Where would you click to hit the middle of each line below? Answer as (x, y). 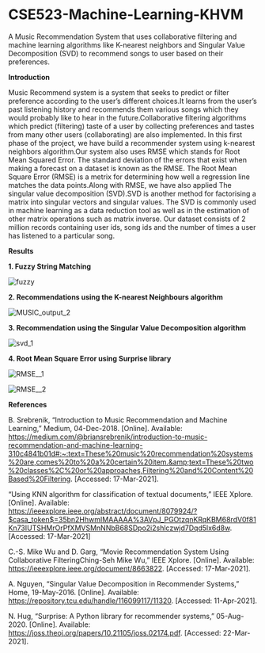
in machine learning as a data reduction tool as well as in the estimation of (129, 210)
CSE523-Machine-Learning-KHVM (126, 15)
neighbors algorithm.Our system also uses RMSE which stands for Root (124, 151)
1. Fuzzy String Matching (50, 266)
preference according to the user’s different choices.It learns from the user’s (132, 101)
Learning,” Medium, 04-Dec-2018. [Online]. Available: (96, 428)
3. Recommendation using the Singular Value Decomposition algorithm (127, 327)
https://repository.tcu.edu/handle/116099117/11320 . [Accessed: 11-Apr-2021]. (133, 601)
